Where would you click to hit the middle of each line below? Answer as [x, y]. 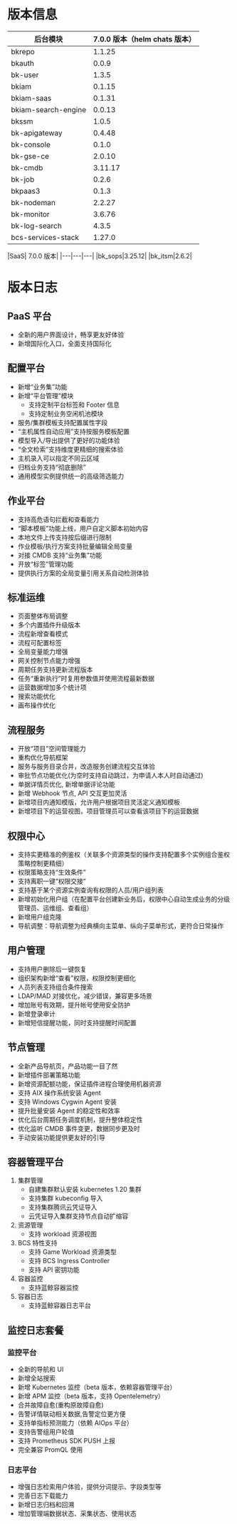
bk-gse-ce [30, 156]
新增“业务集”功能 [42, 387]
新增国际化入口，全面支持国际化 [64, 343]
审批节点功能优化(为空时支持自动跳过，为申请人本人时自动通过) [111, 775]
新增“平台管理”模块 [46, 395]
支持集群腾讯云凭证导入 [63, 1207]
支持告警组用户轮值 [46, 1432]
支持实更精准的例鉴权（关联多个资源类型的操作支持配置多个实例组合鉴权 [123, 854]
